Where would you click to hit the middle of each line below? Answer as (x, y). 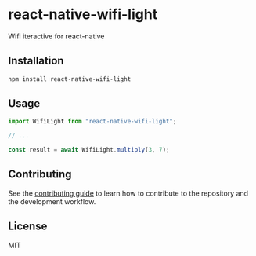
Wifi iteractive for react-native (56, 36)
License (28, 227)
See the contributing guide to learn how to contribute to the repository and (128, 193)
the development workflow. (52, 201)
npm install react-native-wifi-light (70, 79)
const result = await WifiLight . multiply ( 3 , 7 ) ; (89, 150)
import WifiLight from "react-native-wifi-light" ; (92, 122)
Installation (36, 61)
